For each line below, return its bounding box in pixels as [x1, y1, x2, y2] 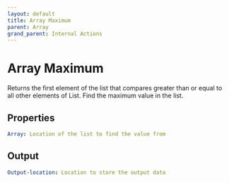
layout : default [7, 10, 55, 18]
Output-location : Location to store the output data [7, 169, 166, 176]
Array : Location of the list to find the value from [7, 131, 166, 138]
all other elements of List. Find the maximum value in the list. [7, 91, 184, 100]
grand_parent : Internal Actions [7, 30, 102, 37]
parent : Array [7, 23, 49, 30]
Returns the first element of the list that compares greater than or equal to [7, 84, 223, 93]
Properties [7, 112, 55, 124]
